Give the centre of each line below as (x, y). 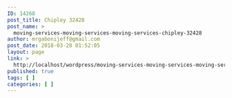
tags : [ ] (21, 78)
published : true (30, 71)
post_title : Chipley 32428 (46, 20)
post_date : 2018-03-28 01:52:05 (54, 46)
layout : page (26, 52)
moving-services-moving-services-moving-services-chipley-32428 (108, 33)
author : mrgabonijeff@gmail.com (54, 39)
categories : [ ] (30, 84)
